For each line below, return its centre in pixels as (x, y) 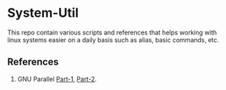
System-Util (43, 13)
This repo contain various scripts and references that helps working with (112, 32)
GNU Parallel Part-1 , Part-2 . (57, 79)
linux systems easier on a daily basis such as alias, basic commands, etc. (113, 39)
